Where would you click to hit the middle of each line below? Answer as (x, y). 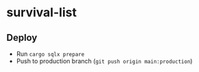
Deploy (22, 38)
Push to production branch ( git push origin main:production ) (104, 61)
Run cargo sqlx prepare (50, 54)
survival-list (41, 13)
